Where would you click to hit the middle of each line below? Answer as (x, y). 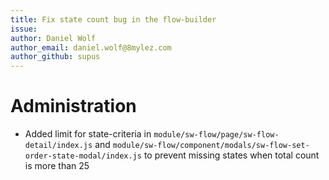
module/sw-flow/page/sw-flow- (216, 135)
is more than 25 (57, 166)
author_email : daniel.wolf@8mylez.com (91, 47)
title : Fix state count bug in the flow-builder (113, 19)
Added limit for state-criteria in (88, 134)
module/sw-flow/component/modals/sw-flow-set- (211, 146)
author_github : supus (55, 57)
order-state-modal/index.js (83, 156)
